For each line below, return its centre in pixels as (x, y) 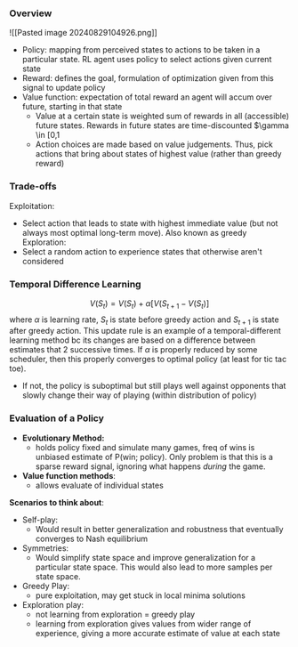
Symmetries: (45, 548)
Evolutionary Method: (63, 438)
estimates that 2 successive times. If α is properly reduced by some (133, 350)
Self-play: (40, 520)
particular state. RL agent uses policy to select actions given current (147, 60)
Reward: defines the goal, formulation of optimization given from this (148, 78)
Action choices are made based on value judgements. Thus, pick (154, 144)
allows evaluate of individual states (100, 485)
